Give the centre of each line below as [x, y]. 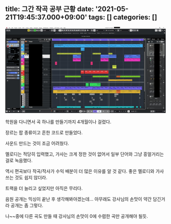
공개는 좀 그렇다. [27, 206]
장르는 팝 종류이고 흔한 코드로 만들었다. [44, 133]
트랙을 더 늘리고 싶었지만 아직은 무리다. [44, 189]
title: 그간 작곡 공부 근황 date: [50, 9]
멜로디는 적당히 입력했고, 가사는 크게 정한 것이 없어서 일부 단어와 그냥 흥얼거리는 [85, 154]
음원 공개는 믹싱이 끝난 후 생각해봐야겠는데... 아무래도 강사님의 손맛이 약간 [78, 199]
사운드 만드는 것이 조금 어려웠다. [37, 143]
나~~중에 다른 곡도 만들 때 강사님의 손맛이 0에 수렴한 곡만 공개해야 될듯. [77, 216]
